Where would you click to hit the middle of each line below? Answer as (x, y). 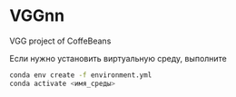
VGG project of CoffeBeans (60, 41)
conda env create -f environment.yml (81, 75)
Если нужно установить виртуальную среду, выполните (118, 58)
